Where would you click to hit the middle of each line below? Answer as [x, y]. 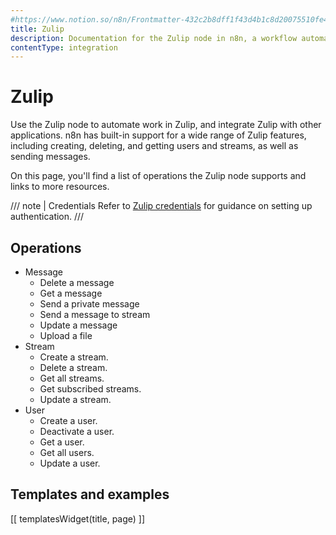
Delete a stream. [73, 367]
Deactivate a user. [77, 431]
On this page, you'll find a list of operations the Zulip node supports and [158, 176]
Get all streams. [72, 378]
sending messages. [50, 157]
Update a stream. [75, 399]
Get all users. [67, 452]
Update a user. [70, 463]
